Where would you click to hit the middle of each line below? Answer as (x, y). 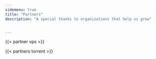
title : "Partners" (24, 14)
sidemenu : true (21, 10)
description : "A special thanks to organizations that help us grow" (78, 19)
